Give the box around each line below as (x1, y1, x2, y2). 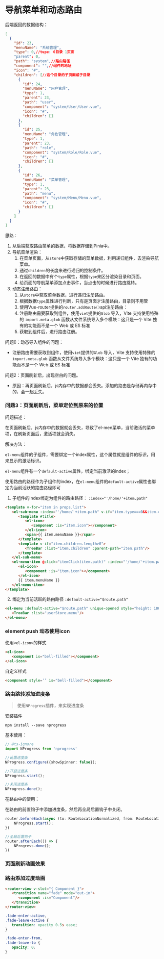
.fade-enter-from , (5, 936, 42, 941)
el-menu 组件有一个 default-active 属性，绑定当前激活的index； (5, 468, 131, 474)
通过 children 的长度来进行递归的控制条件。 (19, 267, 106, 273)
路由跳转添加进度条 (5, 690, 50, 697)
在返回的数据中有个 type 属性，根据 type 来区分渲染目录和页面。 (19, 273, 144, 279)
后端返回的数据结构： (5, 22, 48, 27)
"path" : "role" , (22, 145, 56, 150)
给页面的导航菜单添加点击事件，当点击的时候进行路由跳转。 (19, 279, 140, 285)
